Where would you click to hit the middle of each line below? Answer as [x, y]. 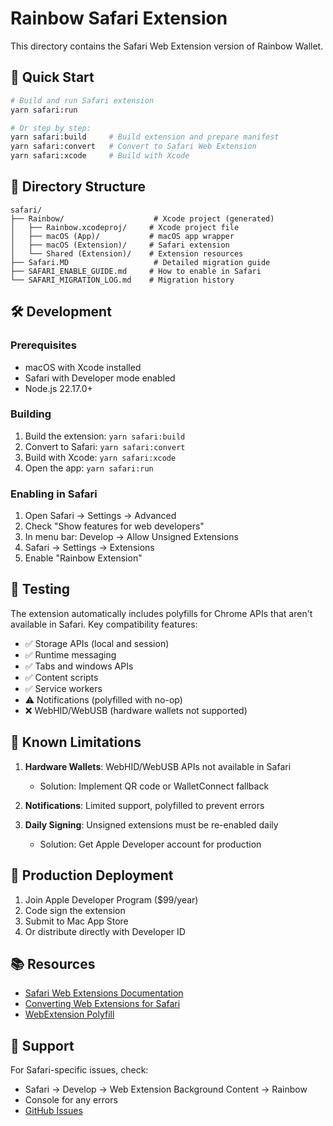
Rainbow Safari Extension [119, 18]
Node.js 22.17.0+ [58, 388]
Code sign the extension [75, 910]
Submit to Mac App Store [76, 921]
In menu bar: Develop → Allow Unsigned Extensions [131, 537]
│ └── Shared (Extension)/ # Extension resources [127, 253]
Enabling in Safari [54, 494]
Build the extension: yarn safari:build [105, 436]
